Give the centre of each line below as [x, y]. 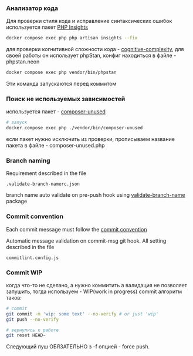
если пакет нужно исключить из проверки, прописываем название [90, 139]
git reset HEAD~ [26, 335]
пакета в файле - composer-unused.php [55, 146]
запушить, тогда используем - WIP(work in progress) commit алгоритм [94, 291]
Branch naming [28, 161]
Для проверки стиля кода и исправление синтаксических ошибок [89, 21]
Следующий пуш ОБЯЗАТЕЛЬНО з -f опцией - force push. [78, 347]
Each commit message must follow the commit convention [77, 229]
